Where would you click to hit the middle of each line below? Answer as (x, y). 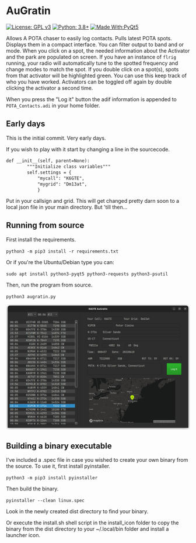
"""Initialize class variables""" (69, 167)
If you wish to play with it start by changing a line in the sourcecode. (88, 149)
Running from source (45, 225)
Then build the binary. (32, 489)
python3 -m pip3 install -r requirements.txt (62, 251)
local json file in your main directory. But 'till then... (67, 207)
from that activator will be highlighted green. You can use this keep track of (97, 75)
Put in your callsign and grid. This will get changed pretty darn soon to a (93, 200)
